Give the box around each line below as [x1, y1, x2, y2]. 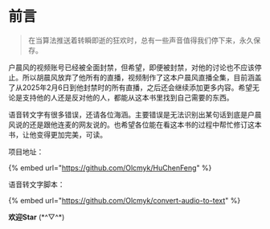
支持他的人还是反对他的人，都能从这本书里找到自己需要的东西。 [22, 92, 234, 102]
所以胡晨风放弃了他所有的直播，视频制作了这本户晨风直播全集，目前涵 [22, 72, 255, 82]
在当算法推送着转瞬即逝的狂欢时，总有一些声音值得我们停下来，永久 [27, 35, 254, 45]
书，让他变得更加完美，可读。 [8, 129, 107, 139]
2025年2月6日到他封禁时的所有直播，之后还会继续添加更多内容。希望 [22, 82, 253, 92]
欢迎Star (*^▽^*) [8, 212, 65, 222]
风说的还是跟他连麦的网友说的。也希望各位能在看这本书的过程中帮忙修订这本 [8, 120, 262, 129]
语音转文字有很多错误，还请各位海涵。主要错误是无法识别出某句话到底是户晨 [8, 109, 262, 119]
